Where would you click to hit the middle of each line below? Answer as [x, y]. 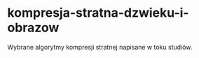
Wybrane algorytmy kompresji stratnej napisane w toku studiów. [100, 47]
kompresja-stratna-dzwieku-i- [98, 13]
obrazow [33, 28]
